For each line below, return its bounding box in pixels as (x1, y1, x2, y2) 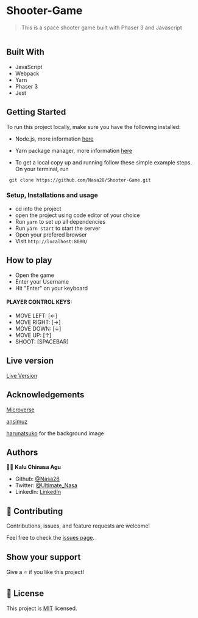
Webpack (15, 70, 40, 77)
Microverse (6, 406, 35, 413)
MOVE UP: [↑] (15, 331, 52, 339)
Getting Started (6, 107, 66, 117)
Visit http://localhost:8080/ (15, 237, 88, 245)
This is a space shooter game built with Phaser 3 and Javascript (21, 24, 183, 31)
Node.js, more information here (15, 135, 94, 142)
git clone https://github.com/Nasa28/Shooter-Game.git (9, 177, 151, 183)
